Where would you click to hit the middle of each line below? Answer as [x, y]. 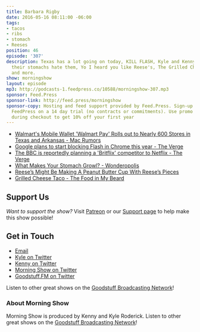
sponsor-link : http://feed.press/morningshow [63, 100]
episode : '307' [25, 56]
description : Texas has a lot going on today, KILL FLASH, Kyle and [93, 61]
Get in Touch [30, 236]
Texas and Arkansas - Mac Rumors [58, 140]
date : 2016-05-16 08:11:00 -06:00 [49, 17]
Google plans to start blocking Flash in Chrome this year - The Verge [99, 147]
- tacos [16, 28]
